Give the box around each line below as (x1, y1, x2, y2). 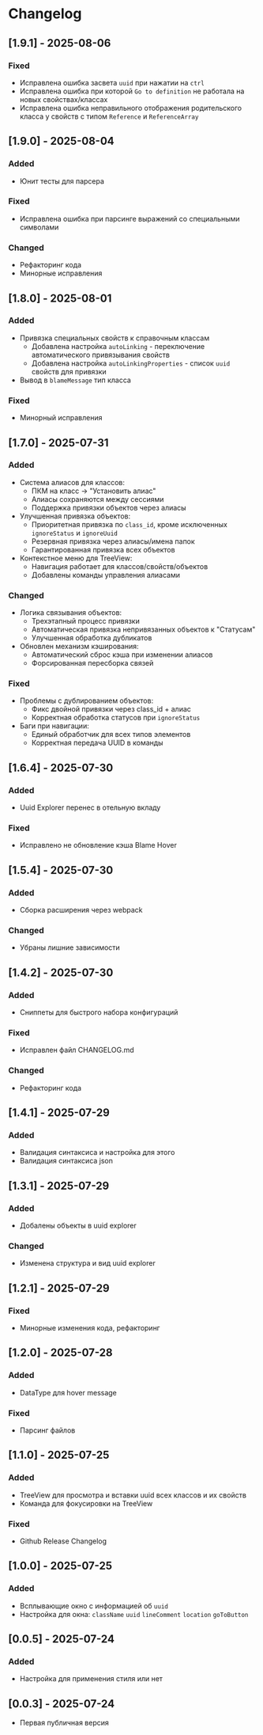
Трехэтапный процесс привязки (31, 617, 140, 626)
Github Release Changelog (19, 1536, 107, 1546)
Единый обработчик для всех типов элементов (31, 730, 191, 739)
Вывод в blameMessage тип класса (19, 375, 132, 385)
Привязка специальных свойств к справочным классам (19, 333, 210, 343)
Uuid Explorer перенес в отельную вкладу (19, 803, 161, 812)
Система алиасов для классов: (19, 477, 125, 487)
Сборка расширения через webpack (19, 905, 144, 915)
